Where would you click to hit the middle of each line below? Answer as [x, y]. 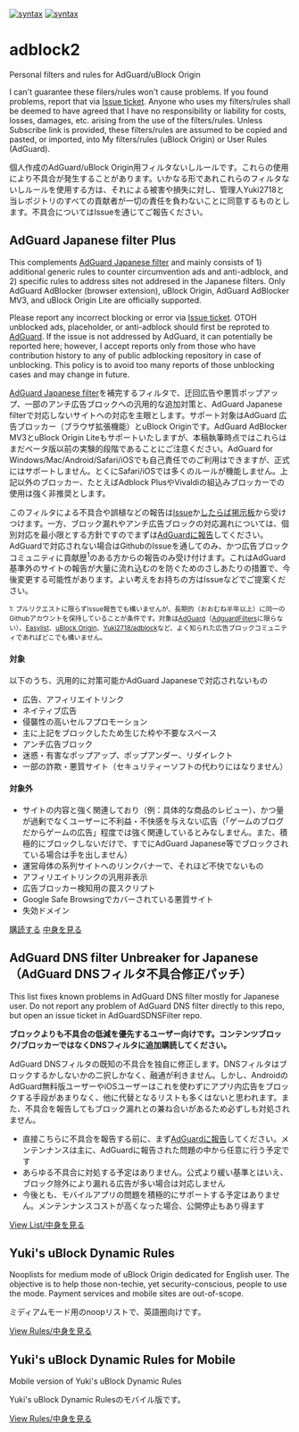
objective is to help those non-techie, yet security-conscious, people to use [148, 1284]
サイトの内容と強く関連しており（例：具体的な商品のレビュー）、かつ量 [153, 809]
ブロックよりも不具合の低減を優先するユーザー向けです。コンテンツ [134, 1034]
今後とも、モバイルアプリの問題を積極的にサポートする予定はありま [147, 1194]
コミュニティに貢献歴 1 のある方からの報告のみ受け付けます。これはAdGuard [147, 557]
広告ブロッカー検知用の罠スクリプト [89, 888]
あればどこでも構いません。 [64, 638]
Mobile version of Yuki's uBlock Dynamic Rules [96, 1381]
